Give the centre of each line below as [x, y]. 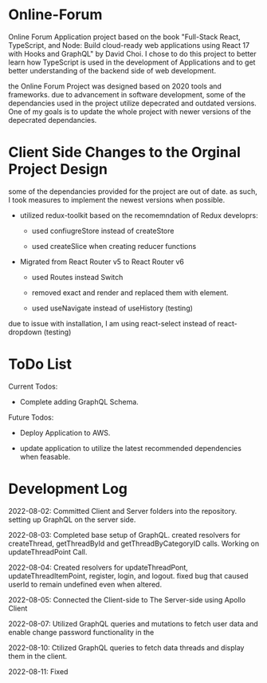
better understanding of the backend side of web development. [112, 70]
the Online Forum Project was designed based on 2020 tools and [115, 86]
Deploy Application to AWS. [65, 432]
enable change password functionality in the [81, 632]
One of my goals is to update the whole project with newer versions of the [130, 111]
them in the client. [38, 656]
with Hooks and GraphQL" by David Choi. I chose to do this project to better [132, 53]
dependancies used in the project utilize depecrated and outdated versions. [132, 103]
